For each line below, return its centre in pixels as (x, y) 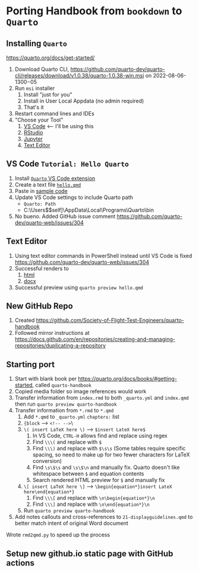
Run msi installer (35, 88)
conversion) (47, 461)
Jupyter (33, 139)
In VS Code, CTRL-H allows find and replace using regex (100, 436)
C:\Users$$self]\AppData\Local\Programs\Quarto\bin (89, 210)
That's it (34, 107)
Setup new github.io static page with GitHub (90, 553)
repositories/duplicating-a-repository (60, 346)
